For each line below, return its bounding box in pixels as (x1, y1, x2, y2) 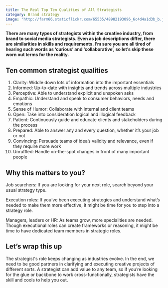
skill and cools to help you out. (5, 276, 68, 283)
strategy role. (5, 207, 33, 213)
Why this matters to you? (5, 168, 85, 177)
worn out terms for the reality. (5, 52, 69, 58)
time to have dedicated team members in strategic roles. (5, 228, 122, 233)
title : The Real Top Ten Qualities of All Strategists (5, 7, 122, 13)
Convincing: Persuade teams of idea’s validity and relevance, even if (12, 138, 154, 144)
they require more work (12, 143, 61, 149)
